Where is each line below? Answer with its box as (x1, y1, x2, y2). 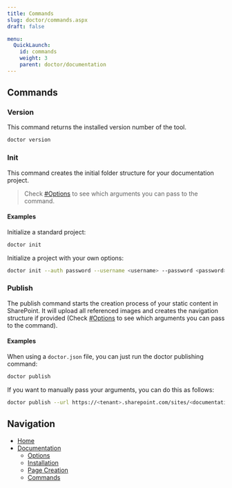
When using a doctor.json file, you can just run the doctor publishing (7, 353, 204, 361)
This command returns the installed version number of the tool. (7, 123, 187, 131)
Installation (27, 458, 59, 467)
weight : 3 (19, 55, 48, 62)
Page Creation (27, 466, 69, 474)
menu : (7, 35, 23, 42)
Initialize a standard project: (7, 227, 86, 236)
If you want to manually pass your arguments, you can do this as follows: (7, 385, 215, 394)
